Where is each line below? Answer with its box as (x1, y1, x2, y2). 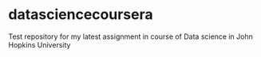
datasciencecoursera (8, 6, 153, 24)
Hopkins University (8, 40, 71, 49)
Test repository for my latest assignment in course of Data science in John (8, 32, 253, 41)
